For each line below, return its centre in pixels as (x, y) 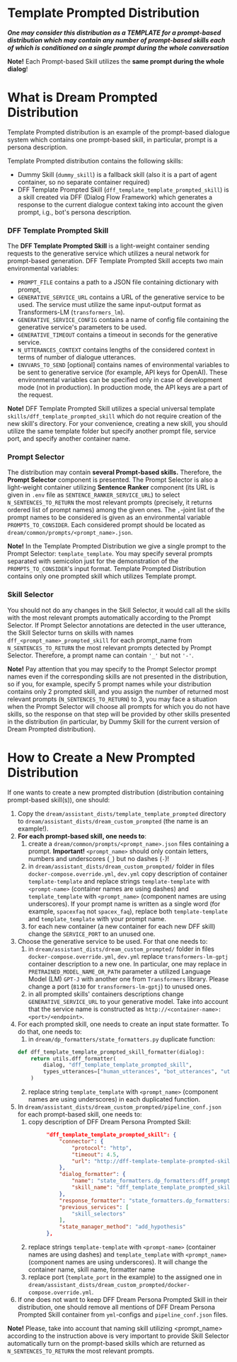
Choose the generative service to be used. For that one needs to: (112, 941)
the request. (35, 395)
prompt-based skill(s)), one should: (59, 800)
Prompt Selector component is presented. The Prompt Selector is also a (112, 480)
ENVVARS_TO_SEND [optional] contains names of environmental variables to (123, 365)
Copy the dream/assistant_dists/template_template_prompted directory (122, 813)
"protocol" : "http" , (102, 1148)
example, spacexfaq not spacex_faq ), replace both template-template (128, 911)
